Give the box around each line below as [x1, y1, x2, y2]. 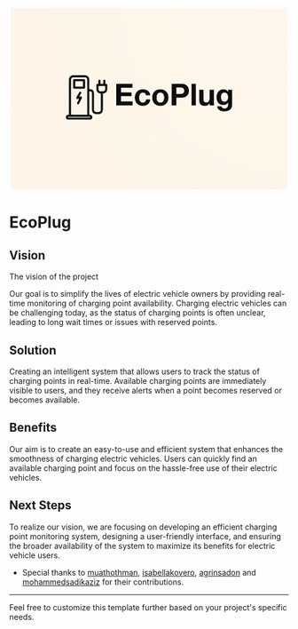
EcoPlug [9, 212, 72, 233]
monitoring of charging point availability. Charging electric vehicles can [27, 298, 287, 309]
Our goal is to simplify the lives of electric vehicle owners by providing [9, 289, 266, 299]
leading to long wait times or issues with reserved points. [9, 317, 217, 328]
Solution [9, 342, 57, 358]
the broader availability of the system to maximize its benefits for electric [9, 540, 276, 551]
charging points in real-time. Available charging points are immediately [9, 375, 267, 386]
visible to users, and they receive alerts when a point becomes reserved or [9, 385, 282, 395]
